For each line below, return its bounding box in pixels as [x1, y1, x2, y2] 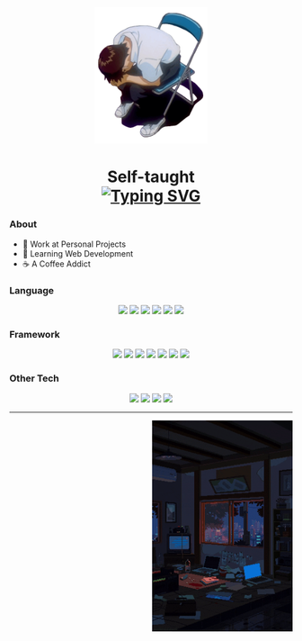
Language [9, 284, 55, 296]
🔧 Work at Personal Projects [22, 239, 127, 249]
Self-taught [107, 167, 195, 187]
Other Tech [9, 372, 60, 384]
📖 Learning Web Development [22, 248, 134, 258]
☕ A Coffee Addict [22, 258, 92, 269]
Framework [9, 328, 60, 340]
